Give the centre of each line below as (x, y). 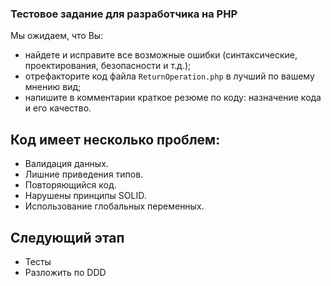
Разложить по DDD (65, 272)
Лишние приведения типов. (84, 174)
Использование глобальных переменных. (114, 206)
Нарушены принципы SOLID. (85, 196)
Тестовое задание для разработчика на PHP (124, 14)
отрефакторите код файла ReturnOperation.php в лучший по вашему (169, 76)
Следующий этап (67, 237)
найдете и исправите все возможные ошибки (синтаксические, (161, 55)
